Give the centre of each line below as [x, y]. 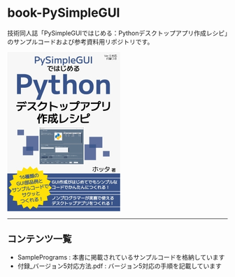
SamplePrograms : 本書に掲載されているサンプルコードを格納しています [121, 257]
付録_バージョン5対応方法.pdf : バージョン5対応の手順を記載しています [120, 266]
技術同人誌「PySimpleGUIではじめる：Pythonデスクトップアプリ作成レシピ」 [117, 33]
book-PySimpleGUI [64, 13]
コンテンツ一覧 [40, 239]
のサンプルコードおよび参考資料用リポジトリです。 [80, 42]
